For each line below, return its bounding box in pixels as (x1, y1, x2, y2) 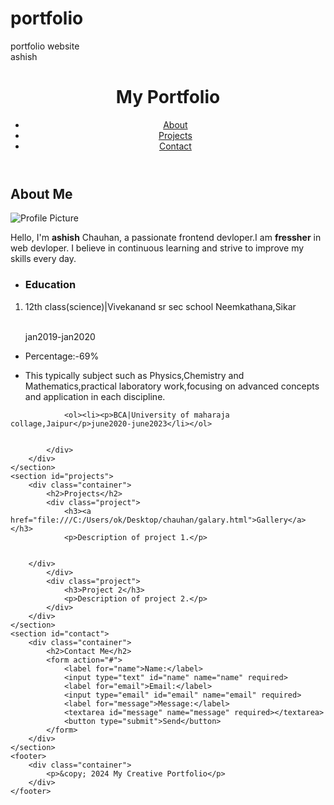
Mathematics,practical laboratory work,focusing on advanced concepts (24, 380, 320, 392)
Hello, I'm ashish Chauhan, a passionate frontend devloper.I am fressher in (10, 232, 322, 244)
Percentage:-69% (24, 350, 100, 362)
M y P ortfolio (115, 86, 221, 109)
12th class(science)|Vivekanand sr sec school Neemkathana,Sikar (24, 300, 297, 312)
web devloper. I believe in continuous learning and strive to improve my (10, 242, 305, 254)
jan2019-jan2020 (24, 330, 96, 342)
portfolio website (10, 40, 80, 52)
